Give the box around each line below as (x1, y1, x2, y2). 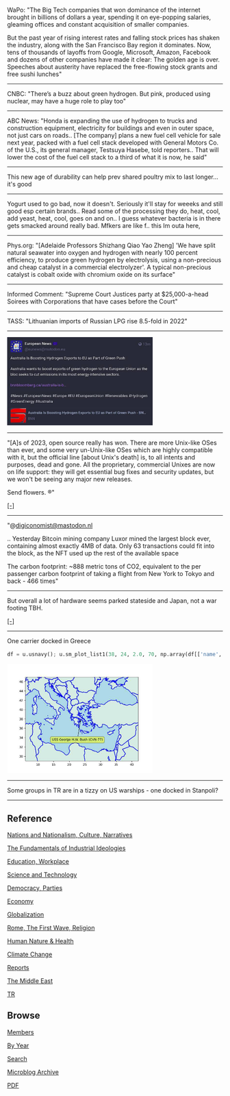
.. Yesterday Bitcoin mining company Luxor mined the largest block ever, (7, 534, 211, 543)
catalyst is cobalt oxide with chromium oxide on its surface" (7, 271, 176, 278)
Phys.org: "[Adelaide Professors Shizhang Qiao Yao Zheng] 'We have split (7, 241, 216, 249)
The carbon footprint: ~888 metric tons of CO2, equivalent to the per (7, 562, 201, 571)
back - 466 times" (7, 577, 59, 585)
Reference (7, 812, 53, 824)
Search (7, 1054, 27, 1062)
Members (7, 1027, 34, 1036)
